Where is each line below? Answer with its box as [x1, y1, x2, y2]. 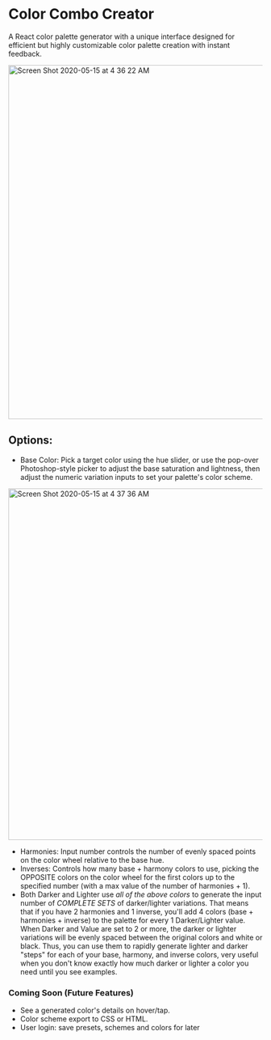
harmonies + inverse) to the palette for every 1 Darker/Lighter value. [19, 915, 246, 925]
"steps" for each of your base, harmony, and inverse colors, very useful [19, 949, 259, 959]
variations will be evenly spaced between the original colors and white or [19, 932, 263, 942]
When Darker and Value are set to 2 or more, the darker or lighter [19, 923, 237, 933]
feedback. [8, 49, 42, 58]
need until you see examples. [19, 966, 118, 976]
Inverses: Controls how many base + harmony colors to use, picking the [19, 864, 260, 873]
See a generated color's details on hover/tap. [19, 1005, 171, 1016]
